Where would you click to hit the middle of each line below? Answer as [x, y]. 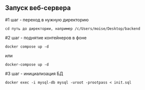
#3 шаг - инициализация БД [34, 73]
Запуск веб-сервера [38, 8]
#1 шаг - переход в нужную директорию [47, 19]
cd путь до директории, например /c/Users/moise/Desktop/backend [72, 29]
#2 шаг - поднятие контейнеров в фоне [46, 37]
